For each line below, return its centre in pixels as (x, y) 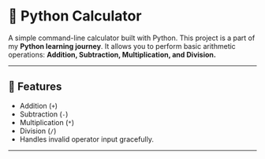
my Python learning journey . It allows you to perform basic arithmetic (122, 46)
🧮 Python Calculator (75, 16)
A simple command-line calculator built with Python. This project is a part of (132, 38)
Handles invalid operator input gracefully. (87, 139)
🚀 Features (35, 87)
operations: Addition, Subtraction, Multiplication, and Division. (112, 54)
